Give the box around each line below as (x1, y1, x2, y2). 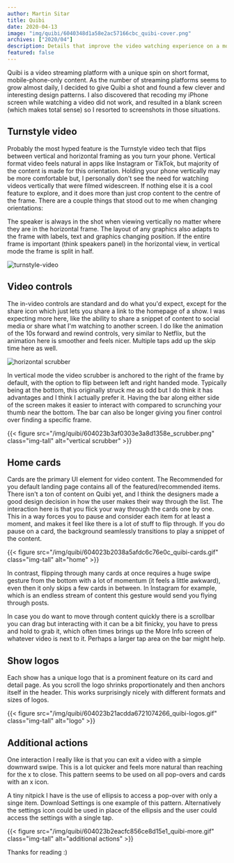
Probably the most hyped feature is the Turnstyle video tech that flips (7, 144, 207, 152)
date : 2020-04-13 (7, 23, 58, 30)
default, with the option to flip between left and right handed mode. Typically (7, 378, 227, 386)
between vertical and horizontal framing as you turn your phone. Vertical (7, 152, 216, 160)
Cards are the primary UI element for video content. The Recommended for (7, 475, 224, 484)
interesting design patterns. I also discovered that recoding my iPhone (7, 90, 209, 99)
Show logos (7, 655, 59, 667)
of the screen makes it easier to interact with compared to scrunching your (7, 400, 221, 409)
